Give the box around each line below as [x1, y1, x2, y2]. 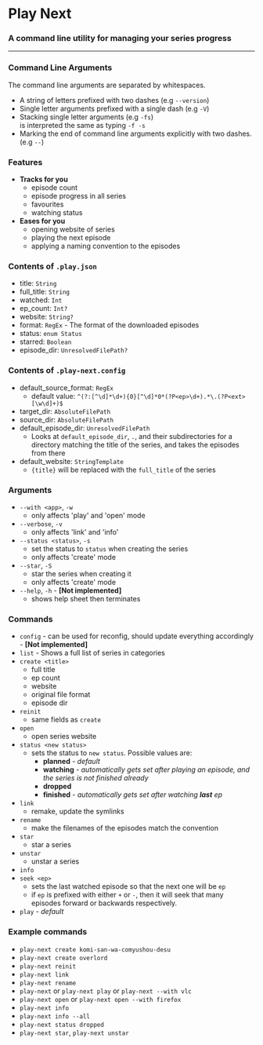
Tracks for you [19, 174, 68, 185]
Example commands [8, 926, 88, 937]
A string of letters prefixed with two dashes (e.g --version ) [19, 95, 210, 104]
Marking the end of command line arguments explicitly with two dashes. [19, 129, 252, 138]
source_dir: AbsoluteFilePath [19, 415, 114, 424]
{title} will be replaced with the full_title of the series [31, 465, 217, 474]
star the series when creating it [31, 568, 131, 578]
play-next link [19, 970, 70, 978]
